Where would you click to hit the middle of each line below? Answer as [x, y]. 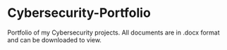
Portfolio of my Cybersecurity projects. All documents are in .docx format [114, 32]
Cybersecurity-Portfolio [79, 13]
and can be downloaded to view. [55, 39]
